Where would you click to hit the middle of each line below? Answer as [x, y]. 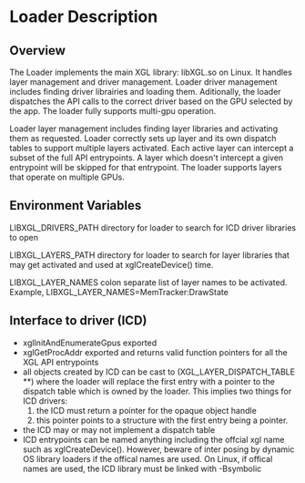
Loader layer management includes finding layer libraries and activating [144, 128]
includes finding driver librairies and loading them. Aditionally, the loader [145, 92]
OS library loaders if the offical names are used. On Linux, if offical [147, 458]
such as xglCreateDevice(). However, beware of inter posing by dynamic [158, 449]
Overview [38, 51]
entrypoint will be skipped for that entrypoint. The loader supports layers [146, 167]
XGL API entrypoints [61, 362]
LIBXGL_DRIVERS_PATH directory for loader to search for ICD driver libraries [153, 227]
